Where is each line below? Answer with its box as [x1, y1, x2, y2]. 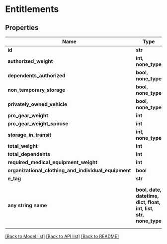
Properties [5, 23, 39, 32]
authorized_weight [7, 58, 53, 64]
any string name [7, 202, 47, 209]
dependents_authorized [7, 72, 66, 79]
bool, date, [136, 186, 162, 193]
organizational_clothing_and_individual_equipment [7, 167, 131, 174]
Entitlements [5, 3, 59, 15]
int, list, [136, 205, 154, 212]
